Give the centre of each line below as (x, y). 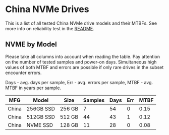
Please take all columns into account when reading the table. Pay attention (83, 56)
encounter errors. (23, 73)
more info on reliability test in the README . (50, 28)
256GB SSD (41, 108)
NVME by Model (31, 45)
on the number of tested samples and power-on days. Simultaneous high (81, 62)
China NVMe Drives (47, 9)
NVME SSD (40, 125)
